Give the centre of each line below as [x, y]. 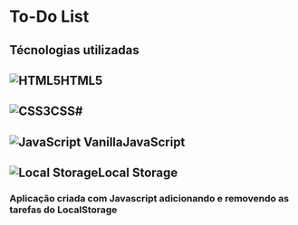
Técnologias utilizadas [74, 50]
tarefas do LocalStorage [63, 210]
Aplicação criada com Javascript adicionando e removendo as [149, 199]
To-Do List [49, 17]
